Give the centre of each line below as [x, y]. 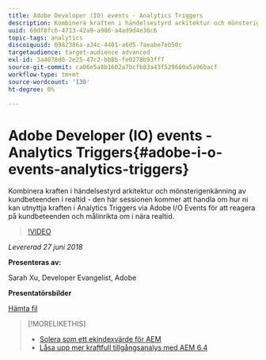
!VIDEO [39, 232]
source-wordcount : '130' [49, 82]
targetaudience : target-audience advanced [79, 52]
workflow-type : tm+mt [44, 75]
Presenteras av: [35, 262]
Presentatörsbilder [40, 293]
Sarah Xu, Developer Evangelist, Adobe [72, 278]
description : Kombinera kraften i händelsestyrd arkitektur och [116, 23]
